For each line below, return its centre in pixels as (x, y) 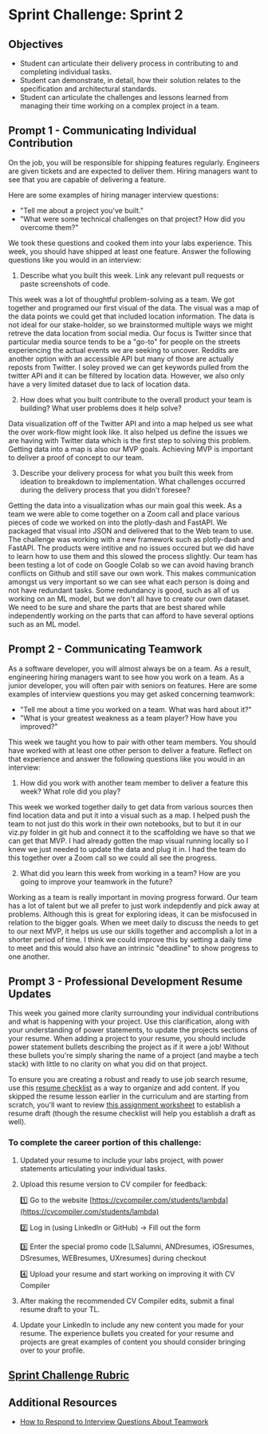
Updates (30, 994)
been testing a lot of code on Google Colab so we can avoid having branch (131, 564)
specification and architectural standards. (88, 89)
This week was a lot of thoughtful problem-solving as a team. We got (122, 299)
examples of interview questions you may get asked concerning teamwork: (132, 694)
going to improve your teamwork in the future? (96, 881)
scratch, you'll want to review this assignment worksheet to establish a (124, 1105)
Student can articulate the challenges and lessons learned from (124, 97)
